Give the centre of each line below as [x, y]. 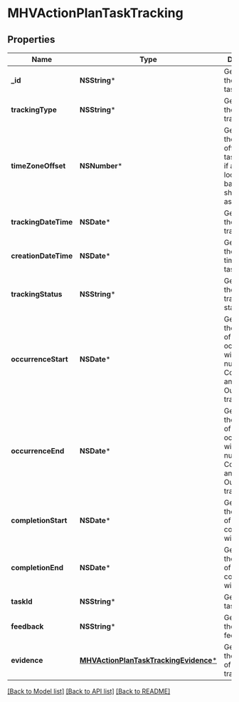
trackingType [34, 110]
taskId [22, 602]
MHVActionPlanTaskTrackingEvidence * [148, 660]
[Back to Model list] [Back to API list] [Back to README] [89, 691]
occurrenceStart [40, 359]
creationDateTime [42, 256]
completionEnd [37, 568]
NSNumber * [101, 166]
